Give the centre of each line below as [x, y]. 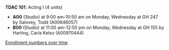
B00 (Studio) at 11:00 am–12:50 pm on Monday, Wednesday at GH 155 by [88, 27]
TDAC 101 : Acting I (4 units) [34, 7]
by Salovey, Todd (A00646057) [45, 22]
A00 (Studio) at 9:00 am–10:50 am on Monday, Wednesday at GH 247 [85, 17]
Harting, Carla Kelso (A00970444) [48, 33]
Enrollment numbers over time [37, 42]
